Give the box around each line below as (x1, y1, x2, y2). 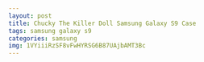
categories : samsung (8, 34, 78, 43)
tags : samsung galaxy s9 (8, 27, 92, 35)
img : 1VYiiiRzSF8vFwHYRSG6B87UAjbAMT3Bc (8, 42, 147, 50)
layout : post (8, 11, 52, 20)
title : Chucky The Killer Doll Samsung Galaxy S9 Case (8, 19, 197, 27)
